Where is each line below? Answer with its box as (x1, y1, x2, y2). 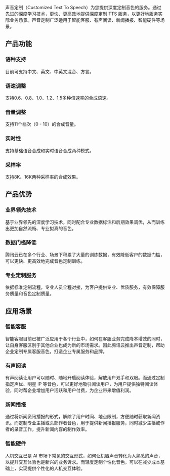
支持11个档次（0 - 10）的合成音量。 (5, 121, 79, 127)
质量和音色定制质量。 (9, 290, 54, 297)
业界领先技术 (5, 206, 37, 213)
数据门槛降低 (5, 239, 37, 246)
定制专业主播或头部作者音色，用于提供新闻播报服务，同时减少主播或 (18, 420, 160, 426)
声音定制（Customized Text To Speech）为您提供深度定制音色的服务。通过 (5, 5, 162, 10)
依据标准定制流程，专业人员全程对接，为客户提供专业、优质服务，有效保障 (5, 284, 160, 290)
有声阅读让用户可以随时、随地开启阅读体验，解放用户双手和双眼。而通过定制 (5, 375, 165, 381)
